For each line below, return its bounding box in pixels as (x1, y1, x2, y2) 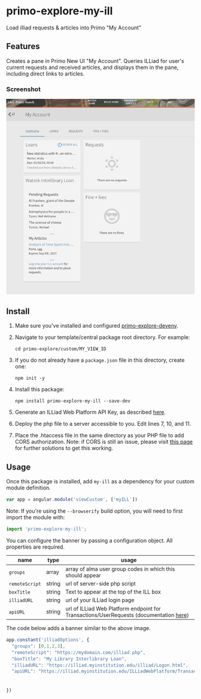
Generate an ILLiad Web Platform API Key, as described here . (14, 408, 166, 416)
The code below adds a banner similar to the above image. (6, 625, 151, 632)
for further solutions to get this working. (14, 444, 114, 452)
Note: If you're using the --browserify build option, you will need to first (6, 507, 183, 515)
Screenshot (6, 85, 41, 93)
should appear (65, 571, 102, 579)
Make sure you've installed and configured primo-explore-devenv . (14, 322, 178, 329)
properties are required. (6, 543, 65, 550)
